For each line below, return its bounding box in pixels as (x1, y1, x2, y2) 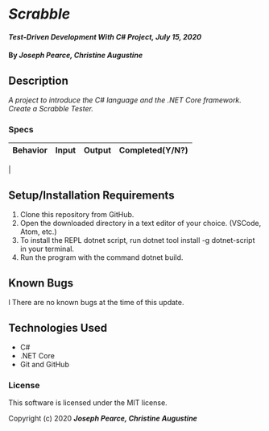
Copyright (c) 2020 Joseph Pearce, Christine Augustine (8, 413, 197, 424)
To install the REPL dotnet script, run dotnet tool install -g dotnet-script (19, 236, 255, 245)
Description (8, 73, 68, 87)
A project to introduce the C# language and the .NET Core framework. (8, 95, 242, 105)
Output (83, 144, 111, 156)
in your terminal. (19, 244, 75, 254)
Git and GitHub (19, 359, 70, 369)
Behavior (12, 144, 48, 156)
